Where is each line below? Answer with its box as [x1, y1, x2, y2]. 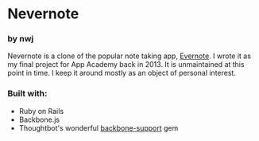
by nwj [7, 33, 34, 45]
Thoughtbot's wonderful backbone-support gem [18, 123, 179, 132]
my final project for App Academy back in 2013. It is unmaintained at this [7, 60, 245, 69]
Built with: [7, 88, 48, 100]
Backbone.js [18, 115, 60, 124]
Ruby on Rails [18, 106, 64, 116]
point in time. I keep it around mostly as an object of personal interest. [7, 69, 236, 78]
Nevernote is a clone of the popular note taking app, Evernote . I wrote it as [7, 51, 252, 61]
